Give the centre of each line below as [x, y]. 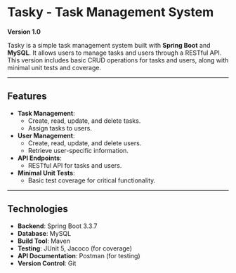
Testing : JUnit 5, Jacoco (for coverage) [74, 248]
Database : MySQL [44, 233]
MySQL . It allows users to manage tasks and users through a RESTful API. [114, 53]
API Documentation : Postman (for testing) [79, 255]
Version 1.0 [24, 32]
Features [27, 96]
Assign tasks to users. [60, 128]
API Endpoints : [39, 158]
